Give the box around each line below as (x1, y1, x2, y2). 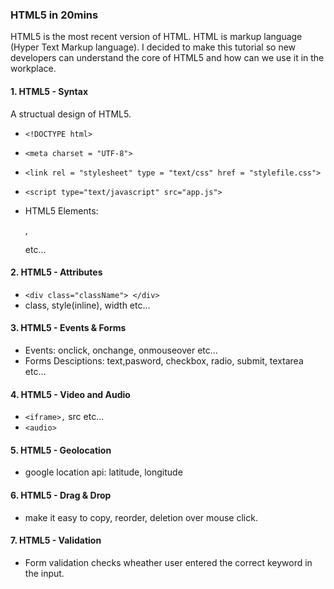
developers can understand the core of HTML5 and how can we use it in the (10, 52, 325, 64)
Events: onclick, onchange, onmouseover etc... (24, 344, 218, 356)
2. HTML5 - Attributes (10, 266, 103, 278)
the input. (24, 567, 65, 579)
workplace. (10, 63, 57, 75)
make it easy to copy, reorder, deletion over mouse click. (24, 511, 258, 523)
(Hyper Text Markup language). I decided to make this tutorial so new (10, 41, 297, 53)
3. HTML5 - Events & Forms (10, 322, 127, 334)
